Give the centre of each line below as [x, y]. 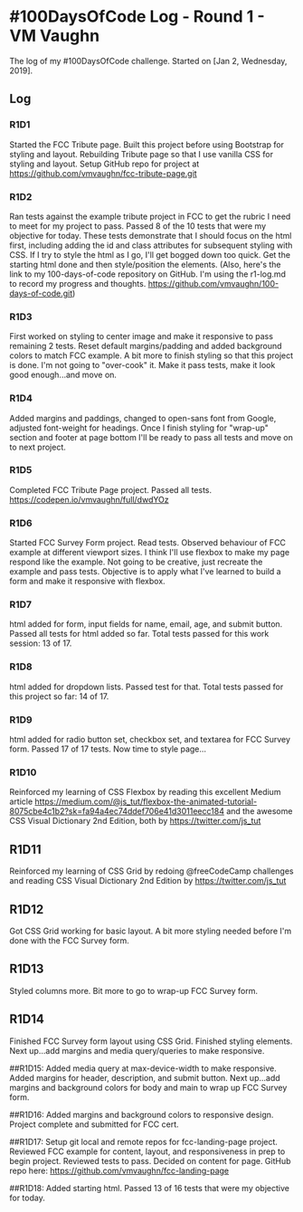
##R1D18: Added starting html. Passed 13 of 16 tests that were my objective [149, 1188]
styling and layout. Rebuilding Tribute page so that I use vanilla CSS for [142, 154]
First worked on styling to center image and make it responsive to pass [142, 336]
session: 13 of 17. [41, 643]
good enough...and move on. [63, 375]
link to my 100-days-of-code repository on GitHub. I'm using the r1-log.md [148, 274]
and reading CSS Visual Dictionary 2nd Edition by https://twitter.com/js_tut [148, 881]
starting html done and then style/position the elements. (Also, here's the [145, 264]
